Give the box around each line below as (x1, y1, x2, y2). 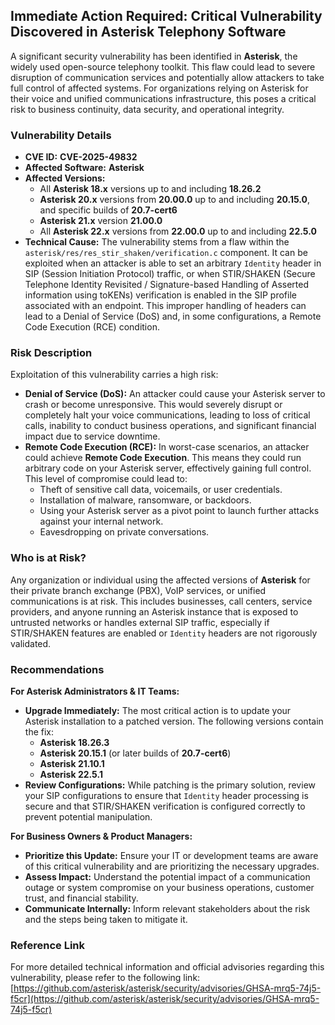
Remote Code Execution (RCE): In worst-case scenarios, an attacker (24, 441, 310, 453)
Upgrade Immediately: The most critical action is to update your (24, 705, 292, 716)
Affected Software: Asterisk (24, 162, 145, 174)
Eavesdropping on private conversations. (39, 526, 210, 538)
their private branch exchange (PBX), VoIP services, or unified (10, 584, 267, 596)
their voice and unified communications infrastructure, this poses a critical (10, 92, 317, 104)
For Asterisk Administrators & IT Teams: (10, 685, 180, 697)
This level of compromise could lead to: (24, 473, 188, 485)
